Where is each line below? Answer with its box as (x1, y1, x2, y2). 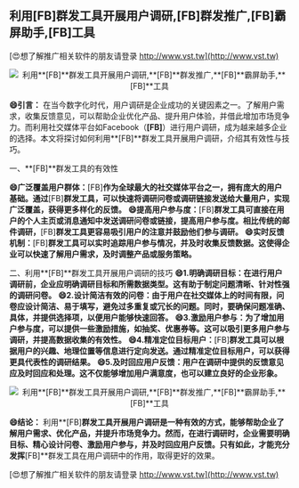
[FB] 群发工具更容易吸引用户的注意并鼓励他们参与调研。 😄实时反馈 (40, 226, 285, 237)
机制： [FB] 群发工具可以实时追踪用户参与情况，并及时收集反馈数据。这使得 (9, 237, 282, 248)
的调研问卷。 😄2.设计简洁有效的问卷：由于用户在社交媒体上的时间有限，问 (9, 289, 285, 300)
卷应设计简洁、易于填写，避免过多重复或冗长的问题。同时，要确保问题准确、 (9, 301, 290, 312)
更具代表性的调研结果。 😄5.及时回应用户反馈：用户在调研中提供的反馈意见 (9, 356, 285, 367)
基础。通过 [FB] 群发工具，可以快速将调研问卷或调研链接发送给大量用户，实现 (9, 192, 290, 203)
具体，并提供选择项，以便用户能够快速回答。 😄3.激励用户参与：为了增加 (9, 312, 277, 322)
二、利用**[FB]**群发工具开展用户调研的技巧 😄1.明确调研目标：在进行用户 (9, 267, 283, 278)
